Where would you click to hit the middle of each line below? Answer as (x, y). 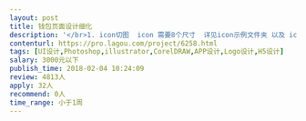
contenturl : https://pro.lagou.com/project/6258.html (114, 43)
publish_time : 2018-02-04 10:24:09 (77, 69)
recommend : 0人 (37, 94)
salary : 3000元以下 (44, 60)
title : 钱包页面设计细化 (51, 26)
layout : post (34, 18)
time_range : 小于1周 (46, 102)
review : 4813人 (37, 77)
